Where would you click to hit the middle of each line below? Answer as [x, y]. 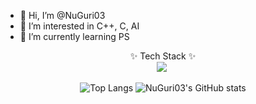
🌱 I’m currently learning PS [74, 36]
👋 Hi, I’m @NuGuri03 [62, 15]
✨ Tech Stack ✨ [163, 56]
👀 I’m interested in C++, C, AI [79, 26]
